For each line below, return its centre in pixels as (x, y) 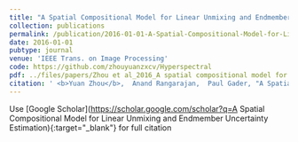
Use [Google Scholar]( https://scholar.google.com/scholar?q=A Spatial (137, 108)
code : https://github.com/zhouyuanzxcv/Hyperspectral (111, 67)
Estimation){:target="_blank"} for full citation (90, 127)
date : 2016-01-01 (41, 42)
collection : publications (57, 26)
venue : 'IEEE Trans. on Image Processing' (89, 59)
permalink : (29, 34)
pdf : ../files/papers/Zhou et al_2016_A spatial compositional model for (149, 75)
